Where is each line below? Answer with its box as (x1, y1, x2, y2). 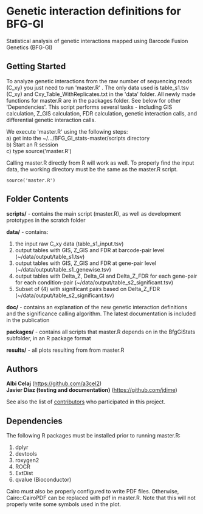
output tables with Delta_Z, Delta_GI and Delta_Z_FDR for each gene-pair (15, 272, 198, 279)
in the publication (6, 316, 50, 323)
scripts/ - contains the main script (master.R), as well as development (6, 210, 181, 217)
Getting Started (6, 61, 66, 72)
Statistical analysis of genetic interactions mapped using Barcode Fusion (6, 37, 188, 44)
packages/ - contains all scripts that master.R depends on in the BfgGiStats (6, 328, 196, 335)
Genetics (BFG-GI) (6, 44, 53, 51)
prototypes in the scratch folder (6, 216, 86, 224)
